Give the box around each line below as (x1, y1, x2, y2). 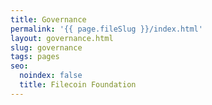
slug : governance (10, 42, 83, 53)
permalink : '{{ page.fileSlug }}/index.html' (10, 24, 203, 34)
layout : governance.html (10, 33, 114, 43)
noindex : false (19, 71, 83, 81)
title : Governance (10, 14, 87, 25)
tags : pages (10, 52, 60, 62)
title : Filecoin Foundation (19, 80, 137, 90)
